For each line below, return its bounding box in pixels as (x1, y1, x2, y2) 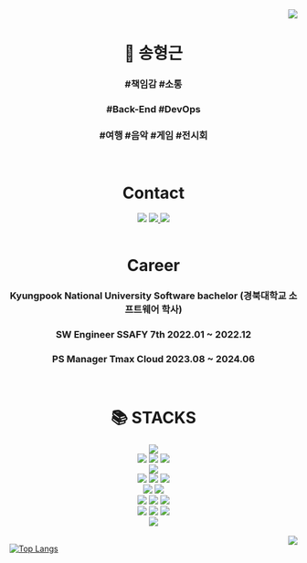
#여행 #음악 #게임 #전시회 (99, 129, 208, 141)
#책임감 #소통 (124, 78, 183, 90)
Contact (122, 182, 185, 203)
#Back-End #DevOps (106, 103, 201, 116)
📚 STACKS (111, 407, 196, 428)
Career (126, 255, 181, 276)
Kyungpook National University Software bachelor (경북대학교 (9, 289, 287, 302)
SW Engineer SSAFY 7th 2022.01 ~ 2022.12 (55, 328, 252, 341)
